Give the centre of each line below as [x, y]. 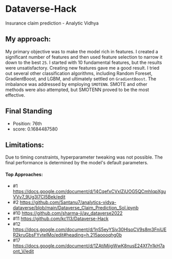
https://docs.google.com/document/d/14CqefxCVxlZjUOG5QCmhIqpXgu [89, 191]
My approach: [28, 39]
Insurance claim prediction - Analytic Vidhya [52, 23]
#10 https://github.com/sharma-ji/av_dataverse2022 [68, 213]
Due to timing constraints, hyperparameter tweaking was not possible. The [84, 157]
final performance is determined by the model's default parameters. [77, 163]
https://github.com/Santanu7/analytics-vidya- [68, 202]
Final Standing [29, 111]
